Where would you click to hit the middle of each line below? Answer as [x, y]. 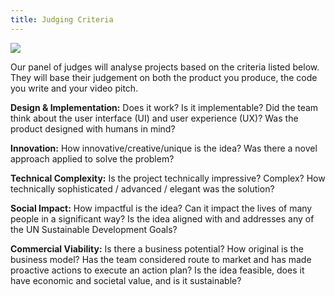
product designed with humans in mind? [93, 128]
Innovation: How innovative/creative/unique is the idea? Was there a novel [164, 148]
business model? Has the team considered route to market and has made [161, 259]
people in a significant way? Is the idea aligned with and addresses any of [162, 218]
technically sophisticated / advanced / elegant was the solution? [142, 188]
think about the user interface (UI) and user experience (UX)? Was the [154, 118]
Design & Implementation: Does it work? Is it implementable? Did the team [164, 107]
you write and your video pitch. [74, 88]
